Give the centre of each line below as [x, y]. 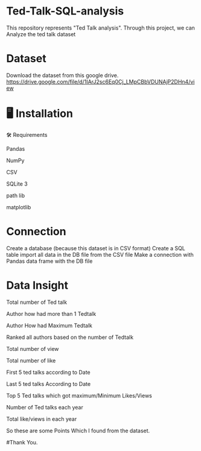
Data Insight [37, 285]
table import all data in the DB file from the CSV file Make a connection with [100, 254]
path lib [16, 195]
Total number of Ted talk [37, 302]
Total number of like [31, 361]
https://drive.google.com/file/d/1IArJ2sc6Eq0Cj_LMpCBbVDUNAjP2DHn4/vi [101, 81]
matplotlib [19, 207]
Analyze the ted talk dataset [41, 34]
